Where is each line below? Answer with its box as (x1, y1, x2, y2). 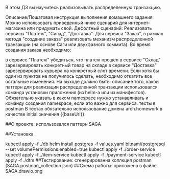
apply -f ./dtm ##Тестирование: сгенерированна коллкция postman (5, 157, 152, 163)
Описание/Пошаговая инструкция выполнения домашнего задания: (5, 14, 154, 20)
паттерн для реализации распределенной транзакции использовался (5, 84, 158, 90)
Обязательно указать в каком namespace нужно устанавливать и (5, 95, 149, 101)
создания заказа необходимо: (5, 47, 71, 53)
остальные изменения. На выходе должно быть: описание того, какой (5, 79, 159, 84)
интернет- (128, 20, 151, 26)
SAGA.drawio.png (5, 168, 43, 174)
